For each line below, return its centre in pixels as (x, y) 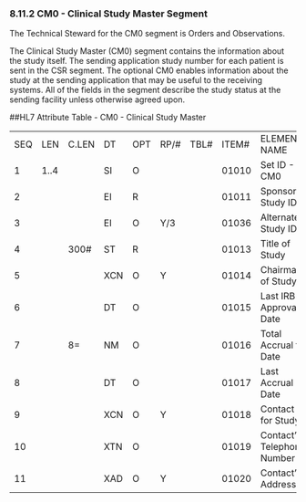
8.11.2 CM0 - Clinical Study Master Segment (108, 14)
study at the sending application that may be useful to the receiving (136, 80)
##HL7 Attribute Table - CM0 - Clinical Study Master (108, 118)
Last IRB (278, 297)
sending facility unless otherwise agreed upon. (97, 99)
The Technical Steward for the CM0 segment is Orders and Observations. (147, 34)
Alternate (280, 217)
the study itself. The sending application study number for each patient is (147, 61)
